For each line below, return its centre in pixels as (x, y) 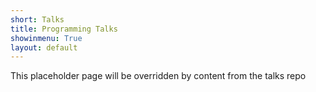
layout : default (44, 47)
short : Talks (37, 19)
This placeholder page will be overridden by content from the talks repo (158, 76)
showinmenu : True (46, 38)
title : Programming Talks (64, 29)
